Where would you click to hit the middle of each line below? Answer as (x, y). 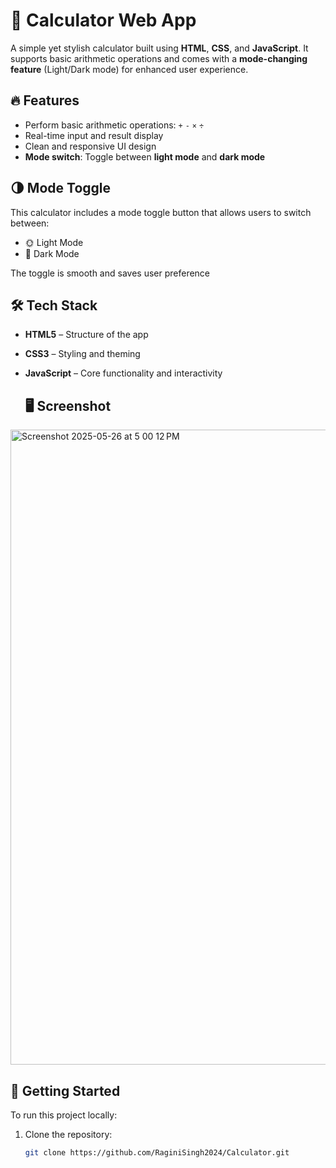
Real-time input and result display (94, 135)
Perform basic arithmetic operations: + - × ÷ (114, 125)
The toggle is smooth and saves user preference (110, 273)
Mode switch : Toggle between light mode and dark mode (145, 156)
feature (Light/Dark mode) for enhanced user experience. (129, 69)
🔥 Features (45, 100)
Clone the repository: (68, 1134)
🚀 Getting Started (65, 1090)
